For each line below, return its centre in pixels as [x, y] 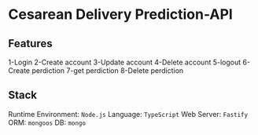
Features [30, 44]
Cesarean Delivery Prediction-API [121, 15]
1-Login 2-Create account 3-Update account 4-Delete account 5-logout [125, 62]
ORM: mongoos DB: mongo [47, 122]
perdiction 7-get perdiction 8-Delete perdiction [107, 71]
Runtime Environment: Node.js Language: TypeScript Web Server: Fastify [128, 114]
